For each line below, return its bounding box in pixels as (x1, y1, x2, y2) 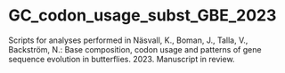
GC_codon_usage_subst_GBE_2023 (8, 5, 277, 26)
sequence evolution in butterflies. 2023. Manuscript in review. (8, 53, 235, 64)
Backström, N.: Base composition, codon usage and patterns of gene (8, 44, 262, 54)
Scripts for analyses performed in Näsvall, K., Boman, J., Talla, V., (8, 35, 248, 45)
